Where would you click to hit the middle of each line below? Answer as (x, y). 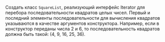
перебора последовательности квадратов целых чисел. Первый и (78, 13)
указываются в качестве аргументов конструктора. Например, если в (82, 23)
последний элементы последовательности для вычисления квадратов (83, 18)
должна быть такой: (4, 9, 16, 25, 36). (45, 34)
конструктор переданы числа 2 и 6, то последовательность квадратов (82, 29)
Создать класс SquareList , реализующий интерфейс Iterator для (75, 7)
